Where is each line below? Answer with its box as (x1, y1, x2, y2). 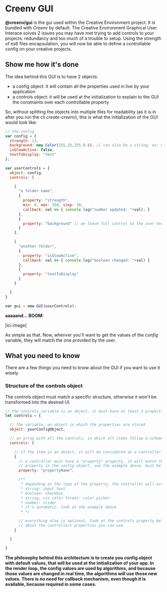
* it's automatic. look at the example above (20, 505, 117, 510)
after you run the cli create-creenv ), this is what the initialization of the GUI (5, 114, 158, 120)
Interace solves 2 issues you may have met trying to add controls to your (5, 30, 154, 36)
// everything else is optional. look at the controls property (18, 518, 155, 523)
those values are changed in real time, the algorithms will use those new (5, 571, 158, 577)
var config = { (5, 133, 37, 138)
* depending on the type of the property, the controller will (20, 481, 155, 487)
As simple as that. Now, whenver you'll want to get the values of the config (5, 332, 159, 338)
